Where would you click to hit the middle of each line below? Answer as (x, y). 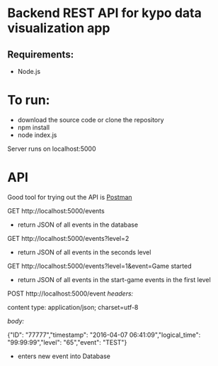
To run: (29, 100)
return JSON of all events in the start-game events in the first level (114, 279)
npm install (34, 127)
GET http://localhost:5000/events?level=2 (68, 238)
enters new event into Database (64, 356)
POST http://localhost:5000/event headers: (70, 294)
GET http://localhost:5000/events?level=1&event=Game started (99, 266)
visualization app (59, 28)
